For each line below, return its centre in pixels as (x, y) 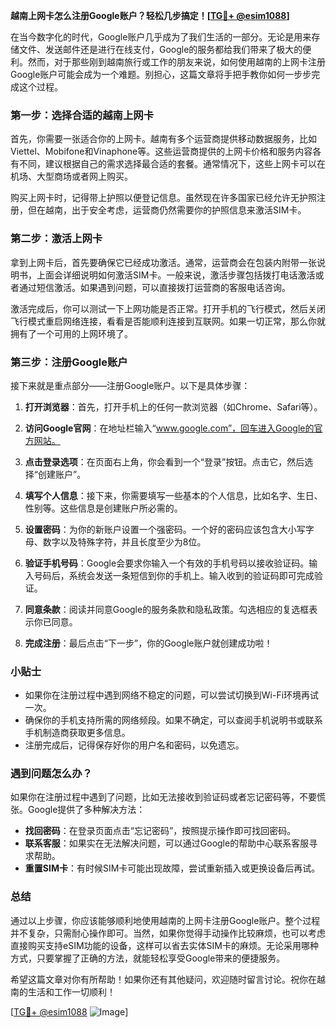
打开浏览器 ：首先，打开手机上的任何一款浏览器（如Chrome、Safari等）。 (173, 406)
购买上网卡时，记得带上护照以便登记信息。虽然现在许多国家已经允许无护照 (163, 198)
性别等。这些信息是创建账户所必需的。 (103, 508)
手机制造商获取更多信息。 (77, 733)
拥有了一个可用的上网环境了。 (71, 333)
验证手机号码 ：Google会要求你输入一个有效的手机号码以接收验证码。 (167, 563)
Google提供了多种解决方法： (86, 810)
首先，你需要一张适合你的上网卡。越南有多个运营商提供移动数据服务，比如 (163, 139)
